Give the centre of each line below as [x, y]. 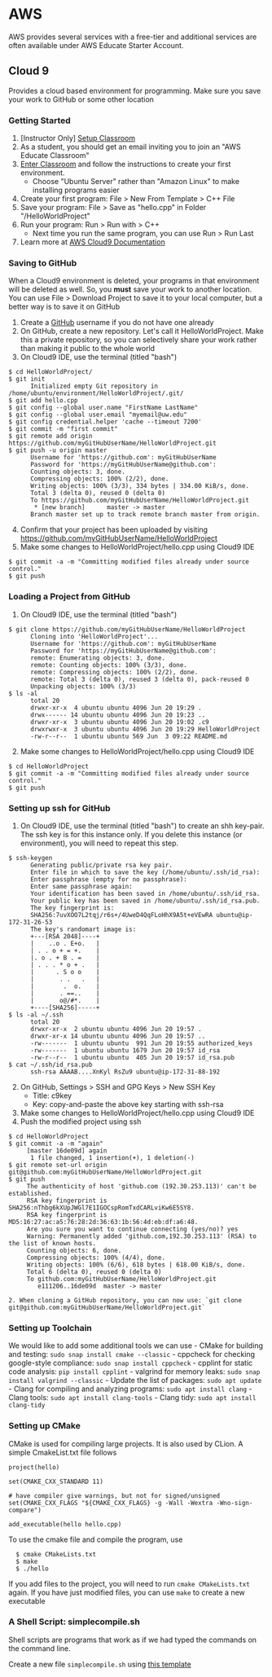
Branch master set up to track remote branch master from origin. [145, 515]
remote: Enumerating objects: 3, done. [97, 658]
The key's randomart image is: [83, 929]
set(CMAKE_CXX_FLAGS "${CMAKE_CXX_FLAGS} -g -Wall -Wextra [111, 1503]
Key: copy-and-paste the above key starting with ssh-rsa [128, 1104]
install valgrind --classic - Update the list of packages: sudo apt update [135, 1381]
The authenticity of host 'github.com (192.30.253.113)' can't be [141, 1186]
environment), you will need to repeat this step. [99, 843]
